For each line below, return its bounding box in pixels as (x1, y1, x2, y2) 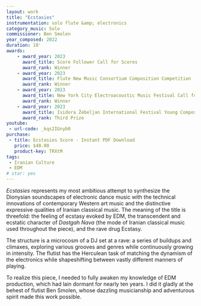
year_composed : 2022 (6, 37, 58, 43)
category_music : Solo (6, 25, 60, 32)
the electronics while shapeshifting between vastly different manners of (6, 256, 183, 263)
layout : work (6, 8, 39, 15)
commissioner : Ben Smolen (6, 31, 71, 37)
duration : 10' (6, 43, 42, 49)
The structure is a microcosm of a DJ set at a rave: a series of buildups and (6, 237, 191, 244)
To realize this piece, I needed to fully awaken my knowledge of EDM (6, 274, 176, 281)
